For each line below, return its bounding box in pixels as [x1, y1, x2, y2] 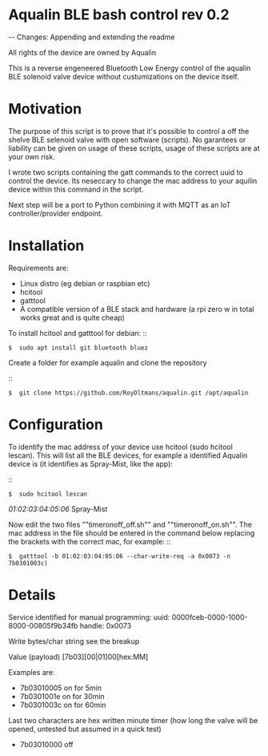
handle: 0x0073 [79, 621, 132, 630]
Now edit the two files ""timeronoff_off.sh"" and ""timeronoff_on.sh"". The [8, 519, 252, 529]
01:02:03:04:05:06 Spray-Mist [8, 503, 108, 514]
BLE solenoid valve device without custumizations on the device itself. [8, 71, 240, 81]
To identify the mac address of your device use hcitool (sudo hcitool [8, 442, 234, 451]
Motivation [8, 100, 82, 118]
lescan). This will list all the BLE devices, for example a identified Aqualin [8, 451, 248, 460]
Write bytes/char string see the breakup [8, 636, 140, 646]
